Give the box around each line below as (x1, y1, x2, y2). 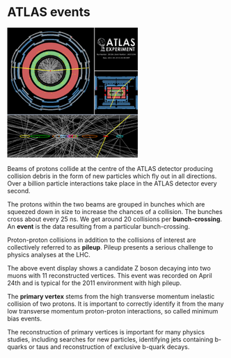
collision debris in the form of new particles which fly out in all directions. (7, 172, 217, 181)
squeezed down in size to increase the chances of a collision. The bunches (7, 208, 223, 216)
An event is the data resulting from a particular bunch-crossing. (7, 222, 190, 231)
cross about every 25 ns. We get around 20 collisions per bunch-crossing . (7, 215, 223, 223)
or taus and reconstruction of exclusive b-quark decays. (29, 343, 190, 351)
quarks (7, 343, 28, 351)
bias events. (7, 314, 42, 323)
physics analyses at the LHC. (7, 251, 90, 259)
